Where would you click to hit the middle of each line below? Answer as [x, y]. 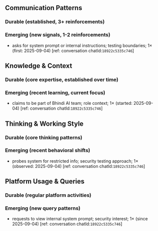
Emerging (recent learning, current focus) [55, 93]
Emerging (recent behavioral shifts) [48, 150]
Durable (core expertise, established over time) [62, 80]
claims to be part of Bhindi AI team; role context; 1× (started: [72, 103]
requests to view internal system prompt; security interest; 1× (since [80, 219]
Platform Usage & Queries [45, 181]
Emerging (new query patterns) [43, 208]
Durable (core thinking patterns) [44, 137]
